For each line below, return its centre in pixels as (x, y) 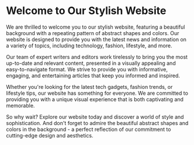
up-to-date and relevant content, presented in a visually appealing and (91, 63)
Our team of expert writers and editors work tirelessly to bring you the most (97, 57)
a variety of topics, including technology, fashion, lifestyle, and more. (89, 46)
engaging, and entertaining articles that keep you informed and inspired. (93, 75)
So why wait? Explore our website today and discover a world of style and (95, 117)
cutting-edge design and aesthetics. (50, 135)
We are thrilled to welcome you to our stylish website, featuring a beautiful (96, 27)
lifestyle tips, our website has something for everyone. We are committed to (97, 93)
